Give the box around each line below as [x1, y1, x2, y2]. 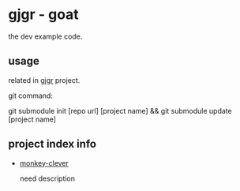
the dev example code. [8, 32, 83, 41]
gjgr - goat [8, 6, 79, 24]
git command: [8, 91, 54, 100]
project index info [8, 137, 97, 151]
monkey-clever [19, 158, 69, 167]
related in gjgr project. [8, 75, 81, 84]
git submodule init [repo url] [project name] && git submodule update [8, 106, 232, 115]
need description [19, 174, 76, 183]
